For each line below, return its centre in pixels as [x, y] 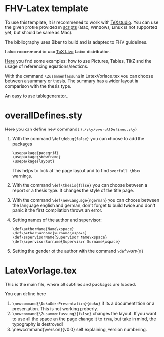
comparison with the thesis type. [38, 86]
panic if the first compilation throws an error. [57, 210]
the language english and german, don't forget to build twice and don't [84, 205]
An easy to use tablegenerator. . [37, 96]
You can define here [26, 294]
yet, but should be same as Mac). [39, 32]
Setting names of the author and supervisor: [57, 220]
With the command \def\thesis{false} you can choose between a [80, 185]
